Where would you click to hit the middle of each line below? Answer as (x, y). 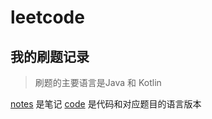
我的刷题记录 (50, 56)
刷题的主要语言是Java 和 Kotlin (98, 82)
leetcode (47, 17)
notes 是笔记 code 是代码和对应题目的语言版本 (106, 104)
